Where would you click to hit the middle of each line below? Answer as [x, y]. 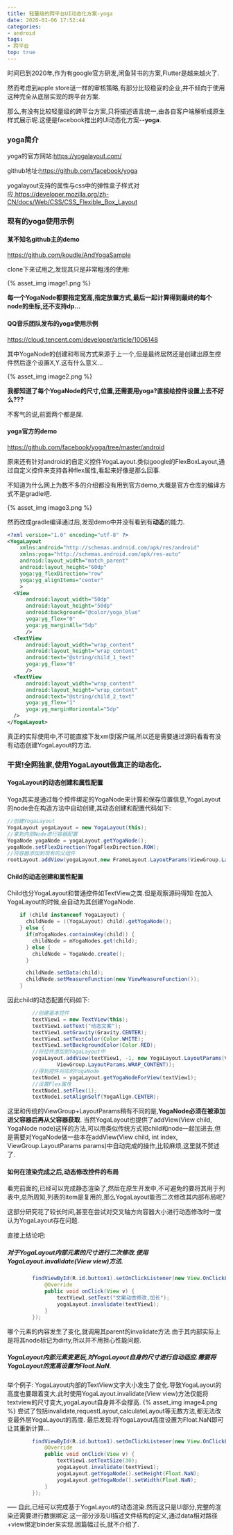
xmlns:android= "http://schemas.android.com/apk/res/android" [110, 548]
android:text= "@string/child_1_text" [80, 658]
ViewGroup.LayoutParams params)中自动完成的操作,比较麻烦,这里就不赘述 [113, 1146]
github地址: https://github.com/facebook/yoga [72, 171]
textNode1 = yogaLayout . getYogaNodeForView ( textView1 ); [114, 1077]
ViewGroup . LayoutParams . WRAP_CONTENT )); [116, 1065]
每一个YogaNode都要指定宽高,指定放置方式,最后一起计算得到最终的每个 [110, 298]
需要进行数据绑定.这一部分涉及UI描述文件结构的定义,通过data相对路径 [119, 1516]
